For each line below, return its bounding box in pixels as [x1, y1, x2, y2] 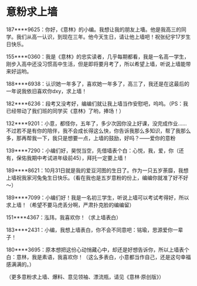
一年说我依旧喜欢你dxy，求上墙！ [6, 88, 87, 95]
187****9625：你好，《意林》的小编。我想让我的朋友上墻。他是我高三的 [6, 26, 182, 33]
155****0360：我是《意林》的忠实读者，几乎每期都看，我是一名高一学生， [6, 53, 189, 60]
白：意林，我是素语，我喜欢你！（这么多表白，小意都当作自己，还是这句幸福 [6, 253, 191, 260]
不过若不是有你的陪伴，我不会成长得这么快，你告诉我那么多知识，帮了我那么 [6, 127, 191, 134]
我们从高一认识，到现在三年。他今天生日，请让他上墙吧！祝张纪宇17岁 [16, 33, 186, 40]
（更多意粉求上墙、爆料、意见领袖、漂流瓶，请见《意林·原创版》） [6, 273, 165, 280]
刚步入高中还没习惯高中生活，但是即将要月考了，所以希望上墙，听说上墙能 [6, 60, 186, 68]
